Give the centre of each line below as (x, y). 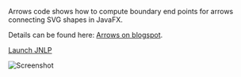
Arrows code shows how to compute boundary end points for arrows (121, 11)
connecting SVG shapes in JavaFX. (65, 20)
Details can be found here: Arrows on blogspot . (86, 35)
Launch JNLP (30, 50)
